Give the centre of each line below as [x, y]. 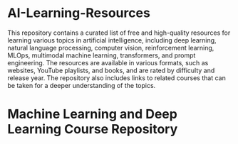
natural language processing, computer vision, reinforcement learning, [111, 48]
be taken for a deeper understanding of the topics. [82, 85]
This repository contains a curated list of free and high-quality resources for [119, 33]
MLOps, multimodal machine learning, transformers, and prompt [102, 55]
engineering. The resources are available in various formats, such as [108, 62]
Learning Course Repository [93, 129]
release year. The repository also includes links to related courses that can [117, 78]
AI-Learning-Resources [79, 13]
